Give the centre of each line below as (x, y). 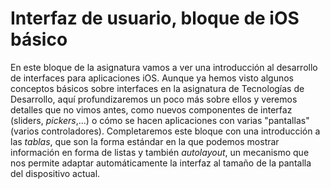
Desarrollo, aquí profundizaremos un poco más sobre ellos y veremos (154, 99)
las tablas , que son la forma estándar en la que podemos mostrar (145, 141)
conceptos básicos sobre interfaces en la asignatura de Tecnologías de (157, 88)
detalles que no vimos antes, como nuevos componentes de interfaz (151, 109)
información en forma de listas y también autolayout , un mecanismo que (160, 152)
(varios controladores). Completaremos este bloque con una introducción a (165, 131)
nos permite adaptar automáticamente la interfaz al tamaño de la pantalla (161, 163)
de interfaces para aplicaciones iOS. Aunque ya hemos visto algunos (152, 78)
